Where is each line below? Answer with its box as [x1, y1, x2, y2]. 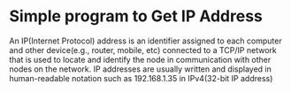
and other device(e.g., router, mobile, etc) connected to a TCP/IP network [9, 44, 277, 55]
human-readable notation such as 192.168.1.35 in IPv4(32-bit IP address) [9, 73, 273, 83]
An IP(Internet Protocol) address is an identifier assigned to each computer [9, 35, 282, 46]
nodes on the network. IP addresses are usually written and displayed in [9, 64, 272, 74]
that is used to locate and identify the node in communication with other [9, 54, 272, 65]
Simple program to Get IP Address [9, 6, 264, 27]
